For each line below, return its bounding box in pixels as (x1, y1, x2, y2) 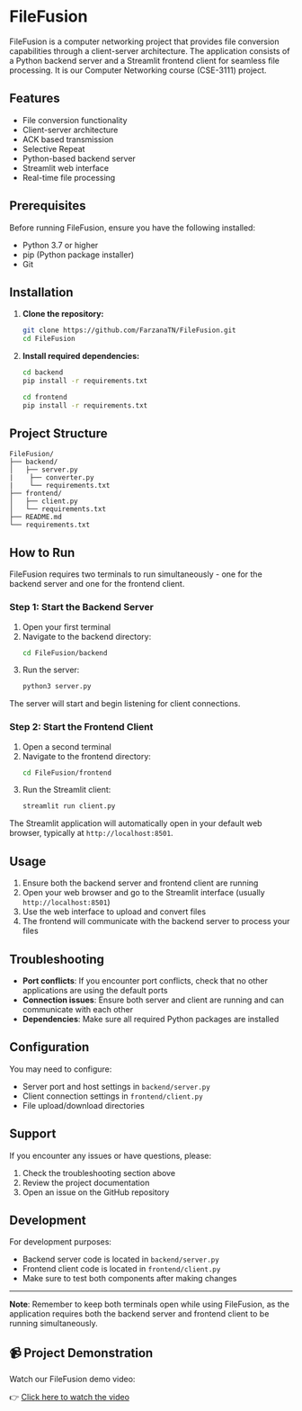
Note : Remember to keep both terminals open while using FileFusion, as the (9, 1299, 290, 1310)
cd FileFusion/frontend (22, 768, 112, 777)
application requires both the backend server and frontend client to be (9, 1308, 270, 1319)
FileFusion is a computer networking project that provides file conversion (9, 36, 280, 47)
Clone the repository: (22, 309, 104, 319)
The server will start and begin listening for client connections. (9, 698, 241, 709)
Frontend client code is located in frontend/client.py (22, 1263, 221, 1274)
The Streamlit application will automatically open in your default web (9, 818, 262, 829)
